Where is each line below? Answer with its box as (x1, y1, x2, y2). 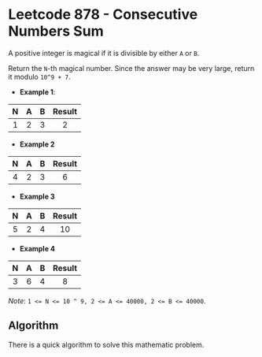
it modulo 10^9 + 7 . (8, 72, 71, 81)
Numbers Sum (8, 22, 104, 40)
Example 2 (19, 139, 55, 149)
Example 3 (19, 192, 55, 201)
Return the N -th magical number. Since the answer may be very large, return (8, 63, 255, 73)
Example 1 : (19, 87, 56, 96)
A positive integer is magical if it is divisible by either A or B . (8, 48, 200, 58)
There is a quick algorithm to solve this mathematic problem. (8, 340, 205, 349)
